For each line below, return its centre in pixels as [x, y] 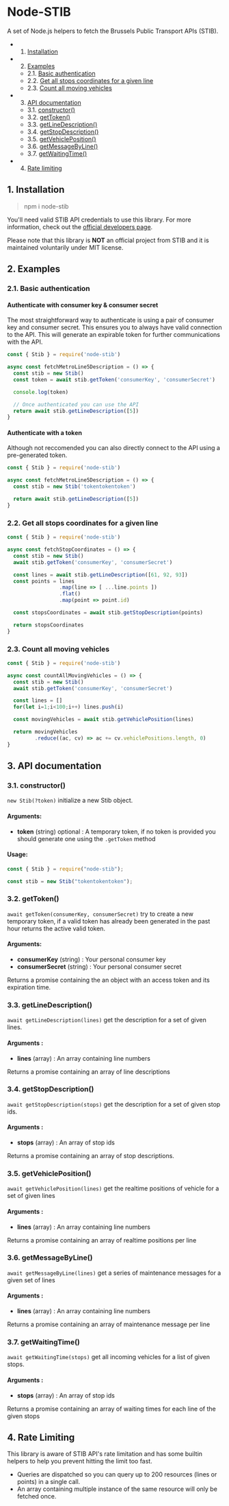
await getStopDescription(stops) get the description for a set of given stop [114, 1104]
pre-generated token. [37, 455]
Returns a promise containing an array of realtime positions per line [102, 1240]
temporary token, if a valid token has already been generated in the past [109, 921]
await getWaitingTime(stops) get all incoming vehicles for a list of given [109, 1357]
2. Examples [34, 269]
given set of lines [31, 1280]
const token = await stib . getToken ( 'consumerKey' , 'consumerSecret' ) [114, 379]
